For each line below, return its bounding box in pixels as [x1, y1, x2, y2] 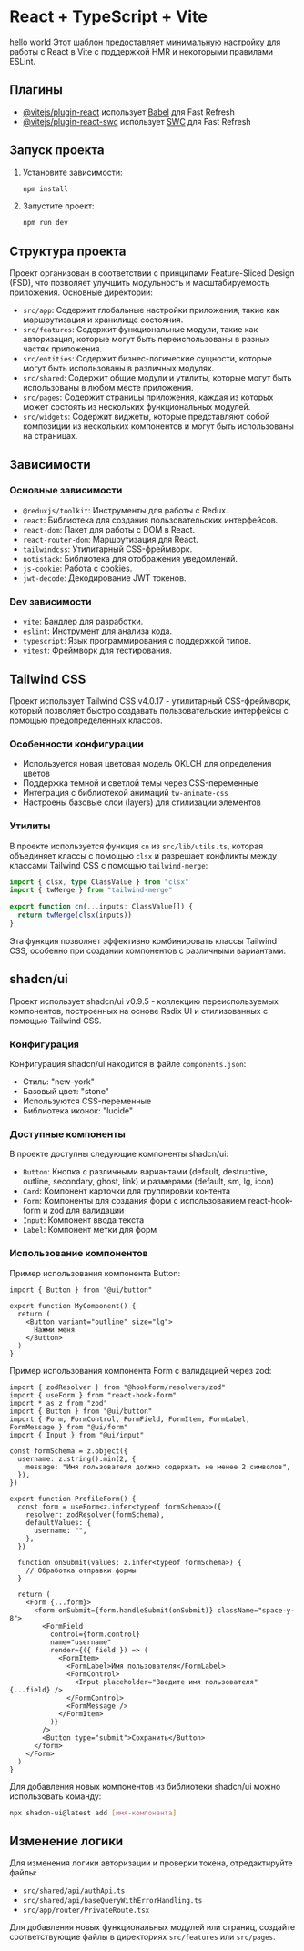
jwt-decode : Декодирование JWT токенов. [22, 572, 187, 584]
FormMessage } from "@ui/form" [9, 1422, 128, 1431]
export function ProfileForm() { [9, 1494, 137, 1503]
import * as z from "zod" [9, 1398, 107, 1407]
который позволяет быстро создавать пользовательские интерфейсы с [9, 705, 289, 716]
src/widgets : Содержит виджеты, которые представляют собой [22, 412, 270, 422]
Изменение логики [9, 1833, 124, 1849]
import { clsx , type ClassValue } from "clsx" [9, 877, 189, 887]
